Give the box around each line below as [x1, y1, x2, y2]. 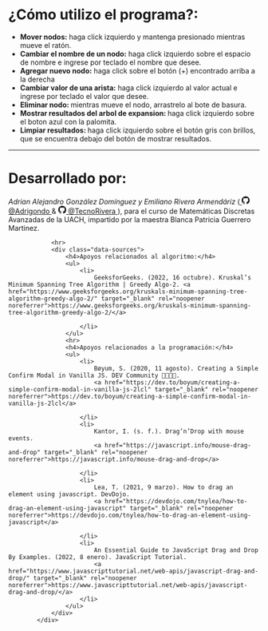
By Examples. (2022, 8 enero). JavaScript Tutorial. [8, 553, 187, 561]
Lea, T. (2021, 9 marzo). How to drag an [93, 483, 234, 491]
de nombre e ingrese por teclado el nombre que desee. [19, 58, 202, 67]
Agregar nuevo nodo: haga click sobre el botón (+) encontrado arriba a [19, 65, 255, 75]
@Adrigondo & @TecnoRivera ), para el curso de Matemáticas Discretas [8, 206, 255, 216]
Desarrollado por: [8, 169, 127, 188]
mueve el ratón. [19, 40, 72, 50]
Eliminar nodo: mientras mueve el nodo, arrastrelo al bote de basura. [19, 100, 247, 109]
